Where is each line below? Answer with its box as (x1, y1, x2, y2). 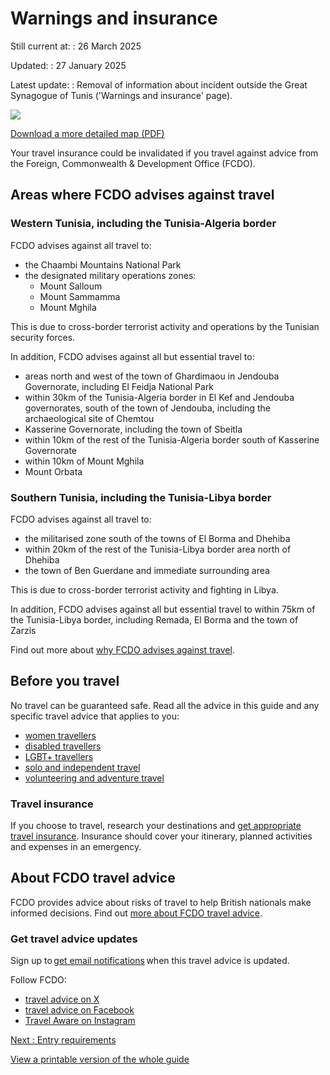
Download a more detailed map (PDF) (10, 127, 165, 139)
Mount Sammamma (39, 290, 121, 302)
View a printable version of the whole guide (10, 1053, 190, 1066)
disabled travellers (24, 740, 102, 752)
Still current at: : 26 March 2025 (10, 40, 142, 52)
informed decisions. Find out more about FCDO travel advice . (10, 907, 263, 919)
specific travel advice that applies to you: (10, 710, 180, 722)
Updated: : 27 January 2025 (10, 59, 127, 71)
